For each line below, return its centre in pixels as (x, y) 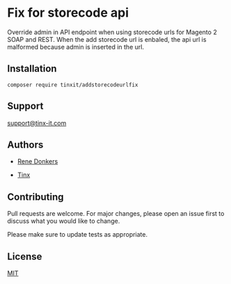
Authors (25, 144)
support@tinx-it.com (37, 123)
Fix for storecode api (68, 13)
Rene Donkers (38, 161)
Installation (32, 69)
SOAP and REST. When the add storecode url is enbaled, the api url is (107, 39)
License (25, 257)
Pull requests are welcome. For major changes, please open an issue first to (116, 214)
